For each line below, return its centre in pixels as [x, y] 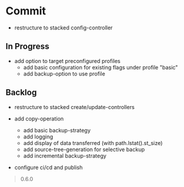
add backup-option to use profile [64, 74]
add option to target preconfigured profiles [67, 61]
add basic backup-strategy [57, 130]
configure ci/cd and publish [48, 167]
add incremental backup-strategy [65, 156]
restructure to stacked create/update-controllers [74, 107]
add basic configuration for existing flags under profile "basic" [101, 67]
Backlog [21, 93]
